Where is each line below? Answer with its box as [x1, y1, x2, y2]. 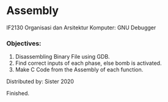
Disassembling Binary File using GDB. [15, 53, 110, 60]
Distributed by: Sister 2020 [6, 78, 75, 86]
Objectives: [6, 39, 42, 48]
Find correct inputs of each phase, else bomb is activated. [15, 59, 162, 67]
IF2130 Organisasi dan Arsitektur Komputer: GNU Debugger [6, 24, 156, 31]
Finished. [6, 90, 29, 97]
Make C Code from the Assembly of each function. [15, 66, 144, 73]
